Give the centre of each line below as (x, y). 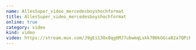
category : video (26, 27)
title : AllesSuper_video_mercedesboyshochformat (66, 17)
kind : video (20, 33)
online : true (22, 22)
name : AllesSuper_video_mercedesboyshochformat (65, 11)
